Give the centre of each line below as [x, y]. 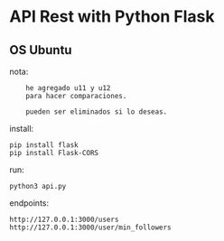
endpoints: [29, 203]
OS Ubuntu [41, 50]
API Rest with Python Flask [112, 17]
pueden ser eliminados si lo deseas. [97, 112]
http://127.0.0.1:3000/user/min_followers [90, 227]
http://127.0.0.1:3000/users [64, 219]
